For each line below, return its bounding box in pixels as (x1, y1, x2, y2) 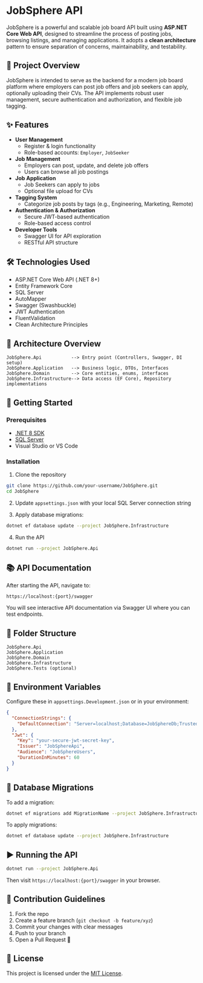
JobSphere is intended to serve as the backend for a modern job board (6, 76, 183, 83)
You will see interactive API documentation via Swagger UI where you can (6, 604, 190, 612)
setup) (6, 360, 23, 366)
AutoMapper (14, 295, 47, 302)
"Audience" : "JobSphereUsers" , (17, 749, 96, 755)
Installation (6, 457, 40, 466)
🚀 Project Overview (6, 60, 80, 71)
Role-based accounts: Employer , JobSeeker (24, 149, 130, 156)
